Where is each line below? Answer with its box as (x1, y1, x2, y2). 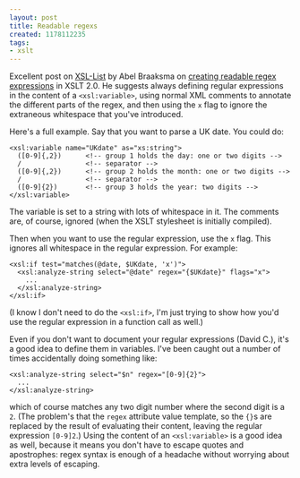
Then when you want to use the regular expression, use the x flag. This (9, 234, 271, 244)
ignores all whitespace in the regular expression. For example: (9, 243, 238, 253)
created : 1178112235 (9, 30, 87, 38)
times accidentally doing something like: (9, 353, 158, 363)
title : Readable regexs (9, 21, 99, 30)
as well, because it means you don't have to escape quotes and (9, 440, 244, 450)
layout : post (9, 13, 58, 22)
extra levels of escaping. (9, 458, 100, 470)
